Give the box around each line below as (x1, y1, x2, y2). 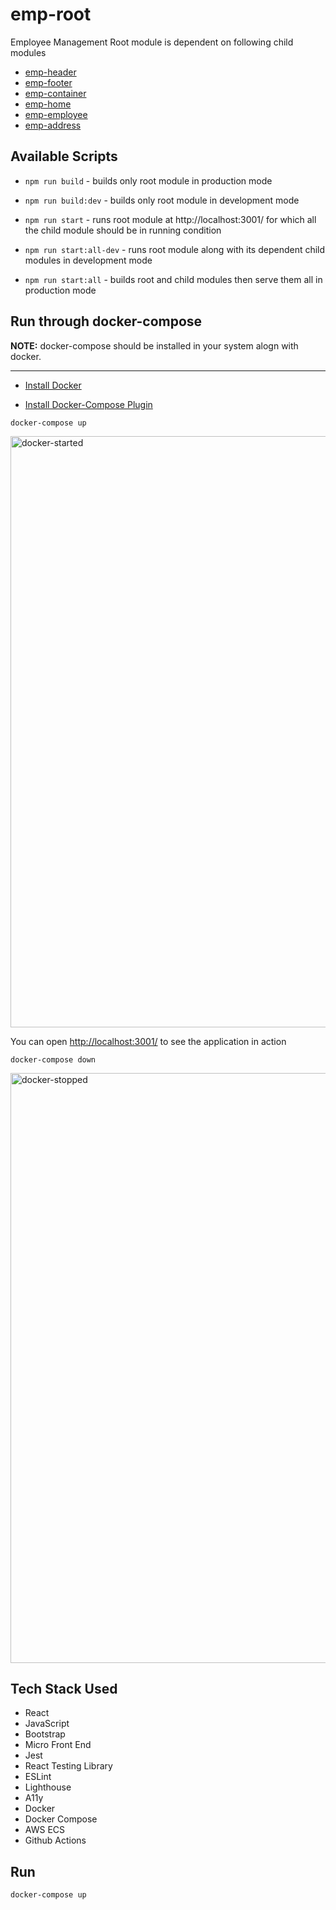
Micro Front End (24, 1739, 92, 1751)
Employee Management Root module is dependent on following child (10, 36, 294, 48)
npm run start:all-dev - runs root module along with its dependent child (24, 243, 326, 255)
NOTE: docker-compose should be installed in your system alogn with (10, 339, 299, 352)
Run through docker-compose (10, 313, 203, 330)
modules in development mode (24, 254, 153, 266)
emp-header (24, 66, 77, 78)
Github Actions (24, 1834, 87, 1847)
